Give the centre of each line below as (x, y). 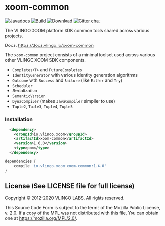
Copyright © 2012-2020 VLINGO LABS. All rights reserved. (65, 198)
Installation (19, 119)
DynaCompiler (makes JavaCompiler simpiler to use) (64, 101)
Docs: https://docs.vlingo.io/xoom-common (49, 45)
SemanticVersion (29, 96)
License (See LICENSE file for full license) (70, 186)
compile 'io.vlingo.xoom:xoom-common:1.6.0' (60, 166)
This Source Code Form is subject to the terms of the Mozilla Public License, (83, 207)
